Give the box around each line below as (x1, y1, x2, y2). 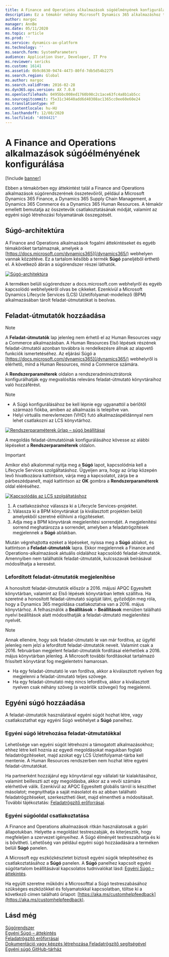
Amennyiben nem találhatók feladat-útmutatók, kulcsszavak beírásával (5, 555, 152, 561)
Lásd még (5, 911, 37, 920)
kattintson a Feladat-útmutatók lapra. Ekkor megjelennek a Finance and (5, 545, 155, 551)
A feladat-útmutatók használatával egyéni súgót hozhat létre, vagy (5, 712, 143, 718)
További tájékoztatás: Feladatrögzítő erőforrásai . (5, 799, 106, 805)
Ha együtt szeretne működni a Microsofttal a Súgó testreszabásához (5, 881, 147, 887)
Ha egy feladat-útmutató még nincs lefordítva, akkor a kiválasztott (12, 679, 150, 685)
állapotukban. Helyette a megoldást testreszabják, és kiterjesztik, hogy (5, 829, 152, 835)
